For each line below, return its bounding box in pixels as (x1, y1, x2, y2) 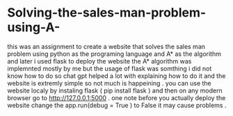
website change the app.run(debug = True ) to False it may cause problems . (7, 101, 227, 109)
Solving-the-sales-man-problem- (7, 5, 207, 21)
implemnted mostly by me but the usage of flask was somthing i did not (7, 64, 212, 72)
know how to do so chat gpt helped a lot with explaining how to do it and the (7, 71, 226, 80)
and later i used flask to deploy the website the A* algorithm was (7, 57, 192, 65)
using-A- (7, 19, 61, 35)
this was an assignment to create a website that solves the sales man (7, 42, 206, 50)
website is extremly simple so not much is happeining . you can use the (7, 79, 211, 87)
